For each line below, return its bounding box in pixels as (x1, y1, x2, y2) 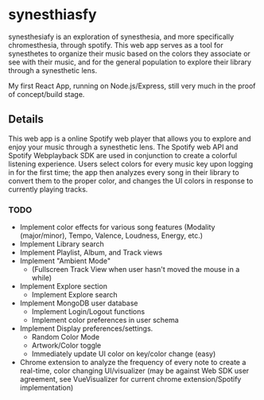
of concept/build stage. (8, 89, 85, 99)
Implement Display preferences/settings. (19, 324, 153, 333)
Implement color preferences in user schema (31, 316, 179, 325)
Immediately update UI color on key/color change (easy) (31, 349, 216, 359)
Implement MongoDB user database (19, 298, 138, 308)
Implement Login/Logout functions (31, 307, 146, 317)
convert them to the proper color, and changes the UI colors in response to (8, 176, 254, 185)
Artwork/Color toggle (31, 340, 102, 351)
